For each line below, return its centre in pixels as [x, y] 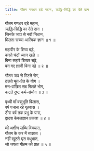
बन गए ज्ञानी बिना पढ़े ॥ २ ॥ [27, 66]
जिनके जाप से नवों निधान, [25, 34]
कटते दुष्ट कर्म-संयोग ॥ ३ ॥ [27, 92]
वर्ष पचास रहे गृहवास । [22, 107]
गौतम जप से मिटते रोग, [22, 75]
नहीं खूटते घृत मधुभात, [22, 138]
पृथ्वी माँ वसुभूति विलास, [22, 101]
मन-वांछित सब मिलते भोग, [25, 86]
